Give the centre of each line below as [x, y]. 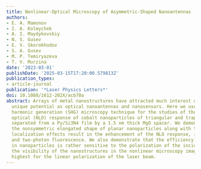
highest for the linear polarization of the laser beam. [84, 156]
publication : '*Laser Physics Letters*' [57, 90]
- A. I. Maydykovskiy [33, 34]
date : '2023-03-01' [31, 67]
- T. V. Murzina [26, 62]
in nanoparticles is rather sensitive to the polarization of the [96, 145]
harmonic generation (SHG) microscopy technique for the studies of [99, 112]
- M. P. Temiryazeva [32, 56]
